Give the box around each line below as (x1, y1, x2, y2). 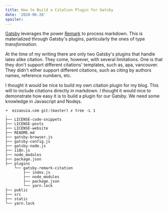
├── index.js (23, 170, 51, 175)
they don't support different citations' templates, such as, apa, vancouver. (5, 62, 158, 68)
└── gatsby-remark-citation (14, 166, 73, 171)
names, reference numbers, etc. (5, 73, 72, 79)
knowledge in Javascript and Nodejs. (5, 98, 82, 104)
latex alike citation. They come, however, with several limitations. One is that (5, 57, 163, 63)
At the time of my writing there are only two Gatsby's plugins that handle (5, 51, 155, 57)
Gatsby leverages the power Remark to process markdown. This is (5, 31, 143, 37)
